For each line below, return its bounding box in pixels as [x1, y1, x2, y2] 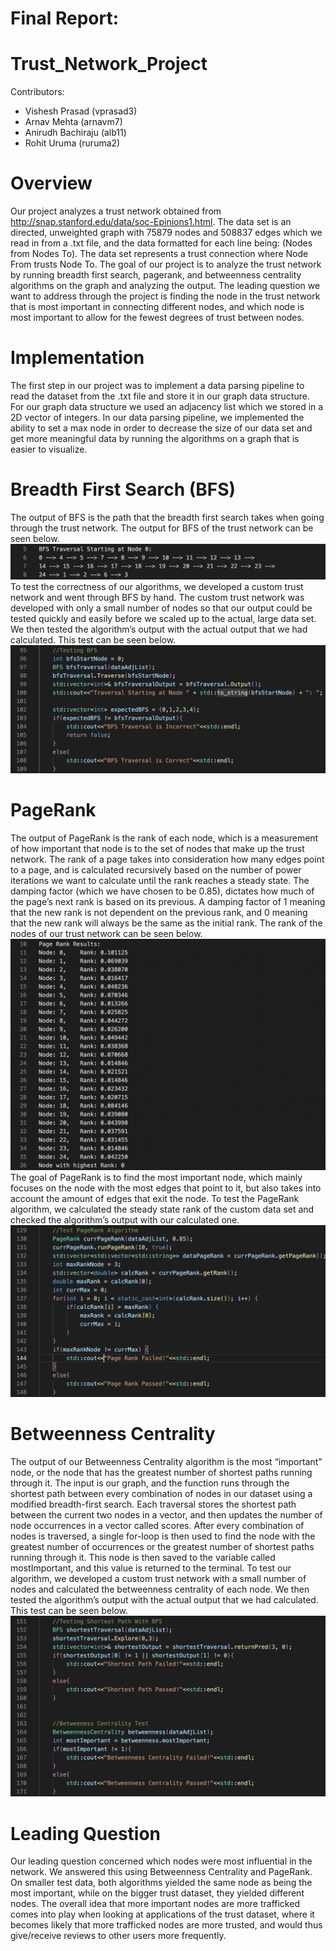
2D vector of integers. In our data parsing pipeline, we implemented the [10, 412, 305, 423]
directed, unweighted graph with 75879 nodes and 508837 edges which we [10, 227, 323, 239]
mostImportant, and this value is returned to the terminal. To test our [10, 1562, 292, 1574]
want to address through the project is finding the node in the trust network [10, 290, 321, 302]
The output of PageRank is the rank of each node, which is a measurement [10, 832, 319, 844]
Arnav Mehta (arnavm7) [24, 116, 123, 128]
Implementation [10, 347, 145, 369]
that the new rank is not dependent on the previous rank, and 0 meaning [10, 907, 308, 919]
